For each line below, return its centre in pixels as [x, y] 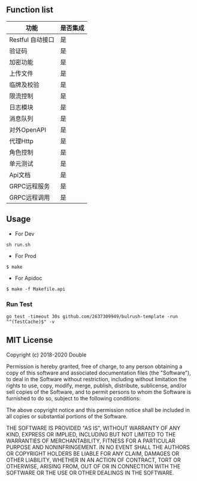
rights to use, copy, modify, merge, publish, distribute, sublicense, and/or [96, 385]
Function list [30, 10]
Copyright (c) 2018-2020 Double [46, 355]
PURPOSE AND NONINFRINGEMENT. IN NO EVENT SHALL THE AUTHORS [98, 447]
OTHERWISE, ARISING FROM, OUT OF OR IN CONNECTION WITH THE [93, 466]
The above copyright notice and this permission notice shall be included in [98, 410]
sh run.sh [19, 245]
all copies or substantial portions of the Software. [67, 416]
